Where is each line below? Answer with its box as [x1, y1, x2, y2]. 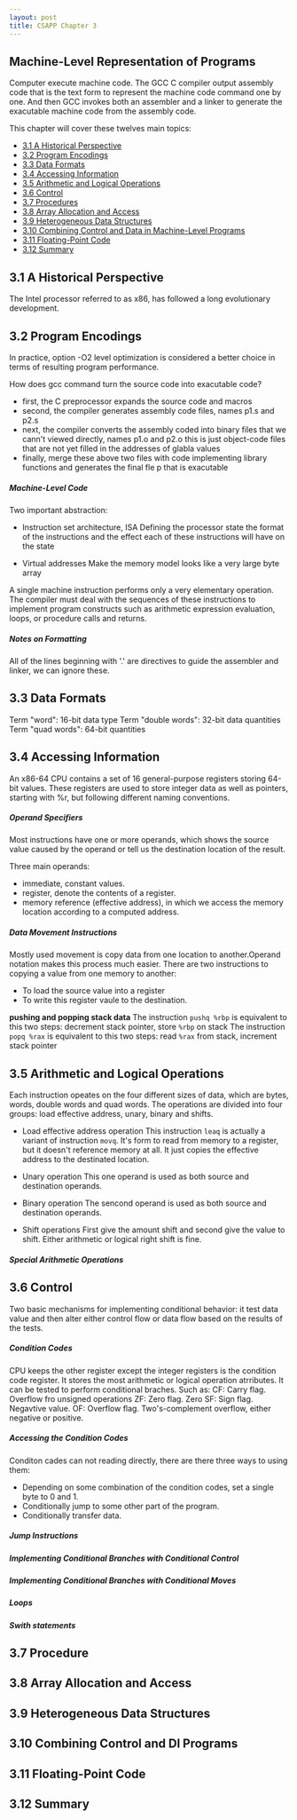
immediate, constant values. [21, 878, 126, 889]
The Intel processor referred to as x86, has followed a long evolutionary [9, 294, 270, 305]
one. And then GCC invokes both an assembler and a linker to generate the [9, 97, 283, 107]
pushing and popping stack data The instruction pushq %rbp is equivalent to [9, 1012, 288, 1023]
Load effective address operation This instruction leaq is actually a [21, 1126, 266, 1136]
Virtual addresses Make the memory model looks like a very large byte [21, 558, 280, 568]
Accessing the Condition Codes [9, 1433, 129, 1444]
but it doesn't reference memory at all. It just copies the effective [21, 1144, 259, 1155]
